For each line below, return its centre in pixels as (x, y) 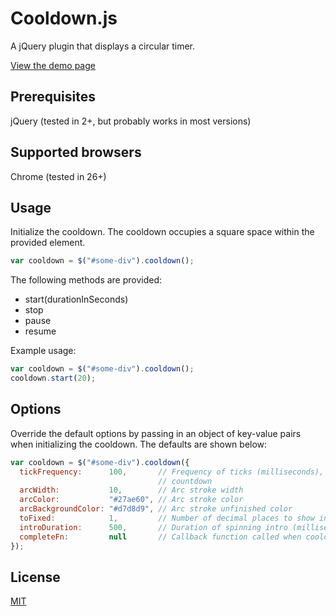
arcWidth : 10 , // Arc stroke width (131, 490)
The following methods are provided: (86, 280)
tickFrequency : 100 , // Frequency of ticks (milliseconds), (172, 472)
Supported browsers (76, 152)
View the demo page (53, 65)
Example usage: (43, 351)
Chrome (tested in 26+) (58, 176)
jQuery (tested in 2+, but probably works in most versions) (131, 121)
